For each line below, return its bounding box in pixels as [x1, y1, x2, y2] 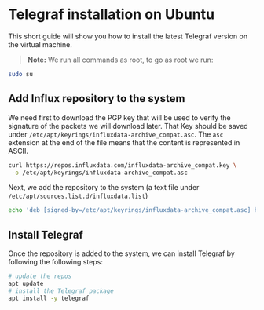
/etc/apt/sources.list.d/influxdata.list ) [8, 191, 148, 201]
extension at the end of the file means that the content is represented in [8, 137, 240, 147]
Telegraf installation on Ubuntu [8, 5, 214, 24]
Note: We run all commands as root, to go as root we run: [27, 55, 214, 64]
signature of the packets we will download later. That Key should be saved [8, 121, 249, 130]
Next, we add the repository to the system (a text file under [8, 183, 200, 192]
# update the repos [8, 272, 72, 280]
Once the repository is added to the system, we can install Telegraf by [8, 249, 236, 258]
